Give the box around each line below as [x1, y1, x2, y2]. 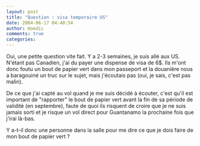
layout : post [6, 8, 39, 15]
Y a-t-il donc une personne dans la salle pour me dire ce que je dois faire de [6, 126, 194, 133]
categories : [6, 36, 36, 42]
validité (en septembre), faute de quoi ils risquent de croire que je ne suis [6, 102, 186, 109]
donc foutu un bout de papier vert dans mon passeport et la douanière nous [6, 66, 193, 72]
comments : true [6, 31, 44, 37]
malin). [6, 78, 23, 85]
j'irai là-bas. [6, 115, 36, 122]
